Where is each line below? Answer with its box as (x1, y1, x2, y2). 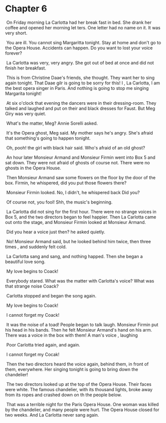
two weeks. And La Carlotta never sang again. (5, 412, 99, 418)
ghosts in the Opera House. (5, 165, 61, 171)
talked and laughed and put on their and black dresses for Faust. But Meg (5, 105, 155, 111)
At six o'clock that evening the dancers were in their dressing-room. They (6, 100, 157, 106)
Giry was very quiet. (5, 110, 46, 117)
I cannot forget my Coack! (6, 312, 59, 318)
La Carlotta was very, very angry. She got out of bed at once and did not (6, 60, 154, 66)
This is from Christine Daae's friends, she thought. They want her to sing (6, 74, 155, 80)
